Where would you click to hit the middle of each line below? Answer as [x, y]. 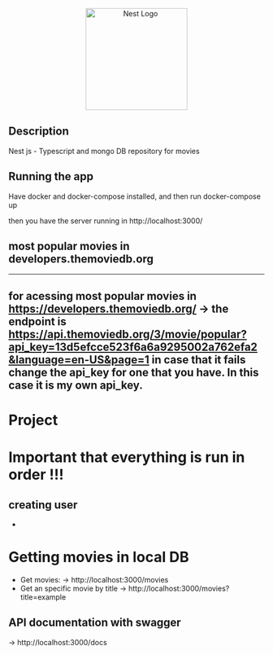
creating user [43, 505]
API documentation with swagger [95, 623]
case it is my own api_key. [76, 385]
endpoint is [37, 321]
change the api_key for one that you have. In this [134, 372]
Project [33, 420]
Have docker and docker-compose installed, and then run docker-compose [135, 196]
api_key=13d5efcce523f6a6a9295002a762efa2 [133, 347]
